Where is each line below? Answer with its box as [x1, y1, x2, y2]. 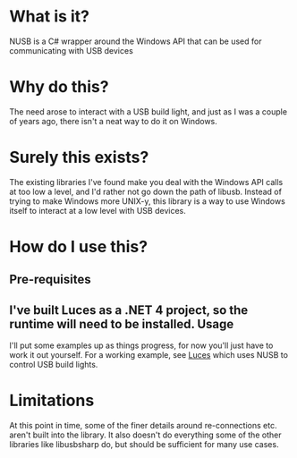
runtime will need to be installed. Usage [9, 316, 234, 332]
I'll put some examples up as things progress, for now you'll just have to [9, 340, 274, 351]
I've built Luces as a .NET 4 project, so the [9, 302, 249, 318]
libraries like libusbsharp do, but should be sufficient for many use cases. [9, 439, 279, 450]
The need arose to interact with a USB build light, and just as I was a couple [9, 106, 288, 117]
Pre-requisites [9, 272, 91, 287]
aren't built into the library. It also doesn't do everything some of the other [9, 429, 282, 440]
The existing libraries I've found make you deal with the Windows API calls [9, 176, 284, 187]
